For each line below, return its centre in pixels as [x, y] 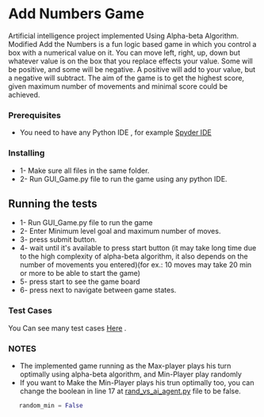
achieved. [24, 94]
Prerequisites [34, 115]
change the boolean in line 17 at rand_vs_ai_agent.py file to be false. [130, 391]
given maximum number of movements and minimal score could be [118, 86]
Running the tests [53, 203]
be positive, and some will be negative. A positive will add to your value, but [132, 69]
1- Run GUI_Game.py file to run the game [86, 223]
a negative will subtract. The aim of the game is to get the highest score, [126, 78]
